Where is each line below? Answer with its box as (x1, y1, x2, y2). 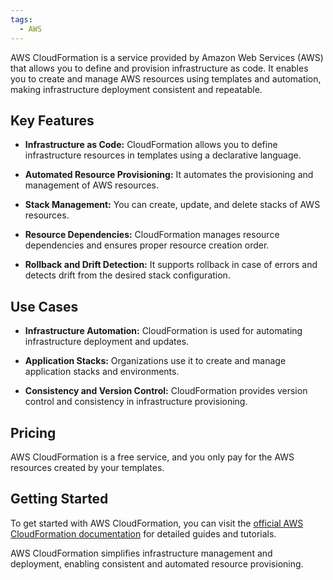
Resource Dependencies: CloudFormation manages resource (24, 229, 280, 241)
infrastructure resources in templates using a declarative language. (24, 149, 302, 161)
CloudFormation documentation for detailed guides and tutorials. (10, 527, 277, 540)
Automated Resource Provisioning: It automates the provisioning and (24, 169, 314, 181)
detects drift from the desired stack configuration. (24, 269, 231, 281)
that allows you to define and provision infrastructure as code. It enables (10, 62, 309, 74)
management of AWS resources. (24, 179, 159, 191)
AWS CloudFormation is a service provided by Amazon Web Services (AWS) (10, 51, 324, 63)
